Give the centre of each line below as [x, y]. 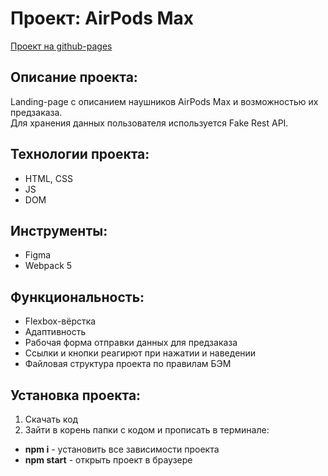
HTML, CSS [48, 178]
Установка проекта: [76, 395]
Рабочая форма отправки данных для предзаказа [131, 343]
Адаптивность [55, 332]
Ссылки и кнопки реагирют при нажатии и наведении [140, 353]
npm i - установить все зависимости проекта [122, 449]
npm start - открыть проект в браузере [108, 460]
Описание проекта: [74, 77]
